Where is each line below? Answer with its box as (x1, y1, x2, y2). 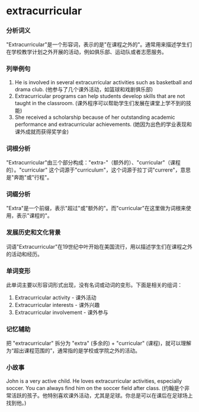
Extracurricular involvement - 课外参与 (14, 309, 108, 316)
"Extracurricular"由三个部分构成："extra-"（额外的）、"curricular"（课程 (6, 159, 181, 166)
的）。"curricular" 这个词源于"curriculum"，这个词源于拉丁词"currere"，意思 (6, 166, 191, 173)
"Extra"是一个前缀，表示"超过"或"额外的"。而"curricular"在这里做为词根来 (6, 205, 187, 212)
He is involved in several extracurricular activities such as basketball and (14, 78, 192, 85)
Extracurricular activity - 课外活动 (14, 294, 97, 301)
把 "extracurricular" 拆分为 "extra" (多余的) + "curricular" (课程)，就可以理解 (6, 340, 191, 347)
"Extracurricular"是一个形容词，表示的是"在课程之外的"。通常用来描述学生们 (6, 41, 192, 48)
